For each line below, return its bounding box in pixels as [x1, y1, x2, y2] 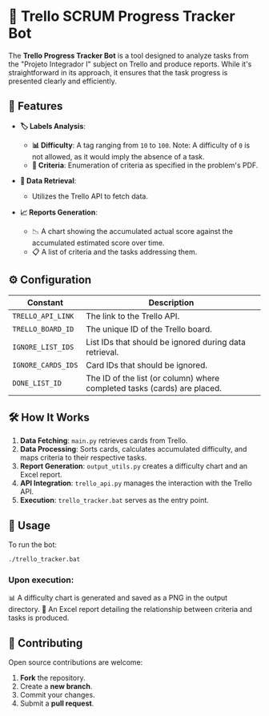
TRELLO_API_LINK [12, 312, 74, 320]
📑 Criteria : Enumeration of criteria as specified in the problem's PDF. [31, 160, 259, 170]
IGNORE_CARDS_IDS [12, 360, 78, 369]
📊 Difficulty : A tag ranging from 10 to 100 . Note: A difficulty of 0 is [31, 140, 251, 150]
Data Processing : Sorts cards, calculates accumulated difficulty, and [19, 444, 247, 454]
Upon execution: [8, 574, 74, 585]
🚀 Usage [8, 518, 50, 532]
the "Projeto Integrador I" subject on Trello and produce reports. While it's [8, 59, 252, 69]
